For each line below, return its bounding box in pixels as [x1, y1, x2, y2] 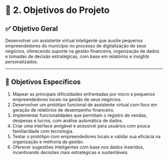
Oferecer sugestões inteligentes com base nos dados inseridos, [12, 144, 144, 150]
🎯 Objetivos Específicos [5, 78, 81, 86]
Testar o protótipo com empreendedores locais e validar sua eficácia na [12, 133, 161, 139]
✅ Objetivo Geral [5, 24, 58, 33]
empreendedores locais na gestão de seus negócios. [12, 96, 122, 102]
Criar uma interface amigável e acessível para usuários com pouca [12, 123, 150, 129]
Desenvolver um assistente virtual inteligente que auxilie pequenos [5, 37, 143, 43]
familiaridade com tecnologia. [12, 128, 74, 134]
